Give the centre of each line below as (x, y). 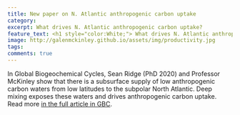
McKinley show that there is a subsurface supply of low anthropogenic (111, 81)
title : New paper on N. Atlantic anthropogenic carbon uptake (102, 14)
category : (22, 21)
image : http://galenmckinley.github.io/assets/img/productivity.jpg (111, 40)
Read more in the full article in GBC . (60, 104)
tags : (15, 47)
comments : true (30, 54)
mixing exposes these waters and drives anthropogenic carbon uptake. (112, 96)
